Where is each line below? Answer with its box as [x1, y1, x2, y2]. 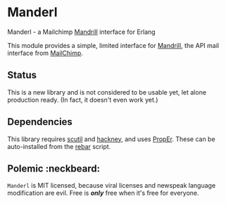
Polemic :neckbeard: [7, 162, 101, 174]
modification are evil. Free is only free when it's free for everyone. [7, 188, 199, 198]
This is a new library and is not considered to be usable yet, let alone [7, 88, 206, 96]
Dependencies [7, 116, 73, 128]
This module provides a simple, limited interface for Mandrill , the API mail [7, 41, 220, 49]
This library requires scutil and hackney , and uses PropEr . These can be [7, 135, 216, 143]
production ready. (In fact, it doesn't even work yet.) [7, 95, 158, 104]
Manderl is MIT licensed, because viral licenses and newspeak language [7, 181, 216, 190]
